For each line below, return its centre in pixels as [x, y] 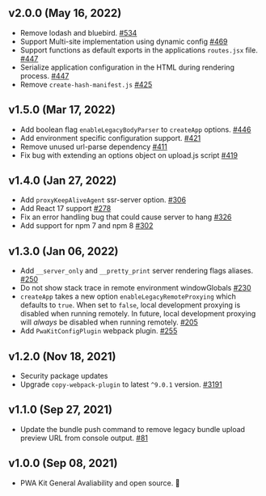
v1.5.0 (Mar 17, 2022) [62, 110]
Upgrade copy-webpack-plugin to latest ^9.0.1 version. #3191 [121, 384]
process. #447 [44, 75]
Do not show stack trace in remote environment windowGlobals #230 [136, 288]
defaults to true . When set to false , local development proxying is [130, 305]
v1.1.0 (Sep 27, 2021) [61, 410]
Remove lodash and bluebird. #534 [78, 32]
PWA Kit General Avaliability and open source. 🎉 [100, 483]
